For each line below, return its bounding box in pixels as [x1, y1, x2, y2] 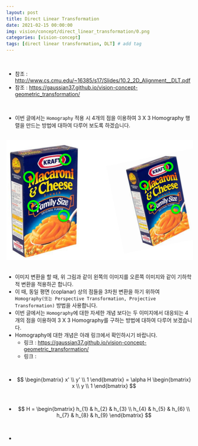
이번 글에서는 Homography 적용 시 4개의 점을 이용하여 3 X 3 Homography [14, 115, 184, 121]
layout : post [6, 10, 39, 15]
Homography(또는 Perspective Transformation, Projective [14, 296, 156, 302]
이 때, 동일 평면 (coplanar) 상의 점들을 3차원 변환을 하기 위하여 [14, 288, 160, 295]
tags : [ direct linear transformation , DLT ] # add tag [6, 41, 142, 47]
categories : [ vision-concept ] [6, 34, 81, 41]
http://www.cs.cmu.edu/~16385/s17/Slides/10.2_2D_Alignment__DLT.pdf [14, 77, 191, 84]
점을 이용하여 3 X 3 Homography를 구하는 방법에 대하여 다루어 [25, 317, 172, 324]
